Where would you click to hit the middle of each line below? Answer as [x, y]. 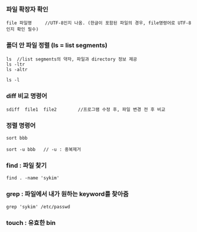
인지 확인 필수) [23, 30]
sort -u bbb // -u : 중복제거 [44, 150]
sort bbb [17, 138]
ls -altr [17, 69]
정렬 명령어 [21, 125]
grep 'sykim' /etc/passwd [38, 207]
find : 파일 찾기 [26, 166]
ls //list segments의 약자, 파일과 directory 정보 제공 [72, 59]
